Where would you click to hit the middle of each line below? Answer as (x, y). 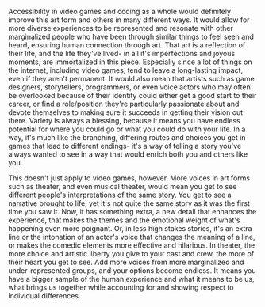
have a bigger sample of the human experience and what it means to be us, (132, 279)
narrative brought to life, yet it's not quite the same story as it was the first (129, 203)
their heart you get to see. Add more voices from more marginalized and (126, 262)
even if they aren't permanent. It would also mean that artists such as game (132, 79)
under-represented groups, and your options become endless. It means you (132, 271)
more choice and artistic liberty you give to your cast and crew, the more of (131, 254)
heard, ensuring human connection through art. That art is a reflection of (127, 45)
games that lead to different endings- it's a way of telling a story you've (125, 146)
